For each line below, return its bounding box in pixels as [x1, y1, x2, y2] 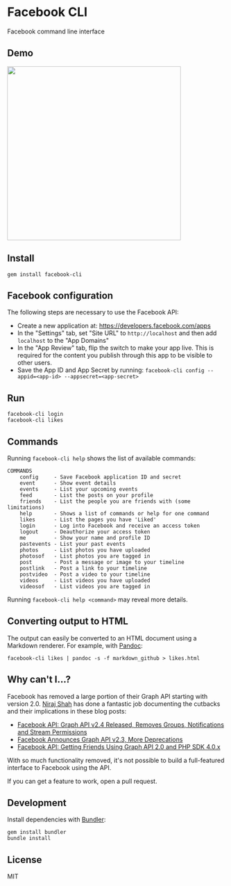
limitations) [7, 504, 45, 511]
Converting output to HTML [7, 615, 128, 627]
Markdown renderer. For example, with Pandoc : [7, 641, 144, 650]
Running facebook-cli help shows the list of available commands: [7, 454, 196, 462]
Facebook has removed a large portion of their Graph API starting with [7, 692, 208, 700]
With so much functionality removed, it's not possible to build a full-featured [7, 756, 225, 764]
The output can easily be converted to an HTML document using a [7, 634, 197, 642]
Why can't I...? [7, 674, 71, 686]
